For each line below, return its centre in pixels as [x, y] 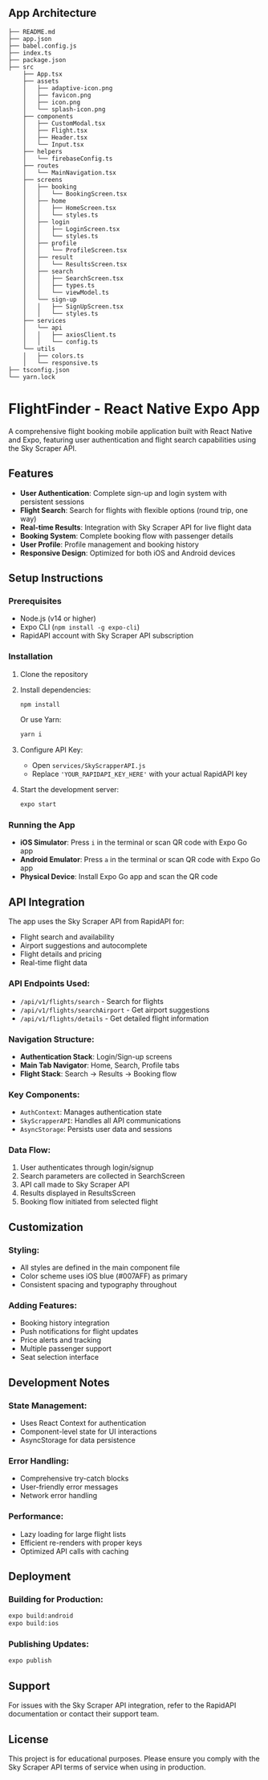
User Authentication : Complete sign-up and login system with [123, 493]
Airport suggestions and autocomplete [83, 946]
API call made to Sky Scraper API [75, 1185]
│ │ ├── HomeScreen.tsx [69, 208]
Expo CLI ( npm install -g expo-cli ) [80, 627]
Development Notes [59, 1383]
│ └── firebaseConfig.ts [68, 159]
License [28, 1739]
